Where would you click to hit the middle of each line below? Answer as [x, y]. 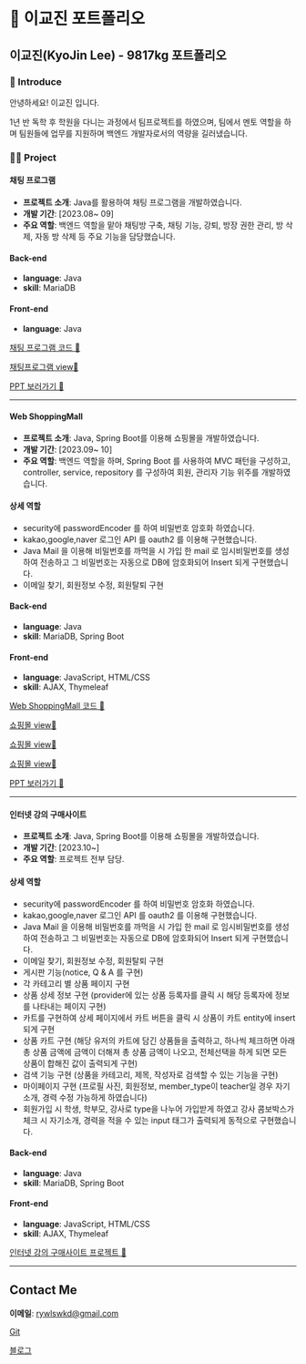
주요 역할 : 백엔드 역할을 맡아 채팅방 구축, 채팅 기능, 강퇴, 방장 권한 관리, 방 [153, 225]
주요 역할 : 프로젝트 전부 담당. [73, 859]
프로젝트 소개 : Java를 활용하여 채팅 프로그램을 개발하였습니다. [133, 202]
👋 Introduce [36, 81]
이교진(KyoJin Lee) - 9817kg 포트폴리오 [118, 55]
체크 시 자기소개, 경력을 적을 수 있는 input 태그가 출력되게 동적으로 [140, 1120]
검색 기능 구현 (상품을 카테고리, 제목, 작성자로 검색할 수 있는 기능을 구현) [150, 1074]
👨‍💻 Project [33, 158]
